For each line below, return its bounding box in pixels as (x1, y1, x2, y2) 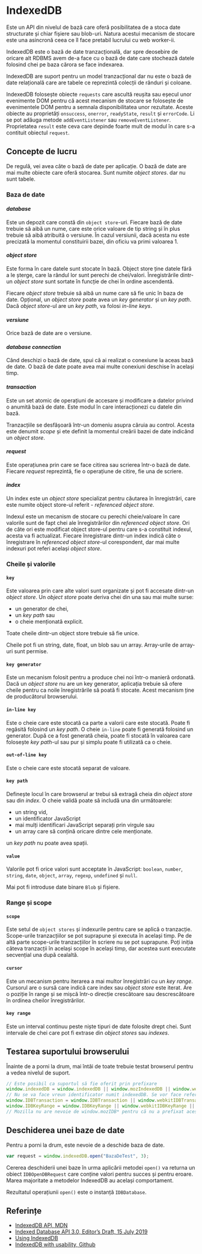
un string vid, (14, 809, 48, 816)
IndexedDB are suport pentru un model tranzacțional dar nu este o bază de (6, 72, 192, 80)
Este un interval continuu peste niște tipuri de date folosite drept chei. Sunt (6, 1023, 191, 1030)
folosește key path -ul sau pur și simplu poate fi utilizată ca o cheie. (6, 738, 173, 745)
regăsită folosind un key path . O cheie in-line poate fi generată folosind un (6, 726, 194, 733)
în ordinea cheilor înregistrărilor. (6, 997, 85, 1004)
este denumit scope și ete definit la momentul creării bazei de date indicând (6, 427, 194, 434)
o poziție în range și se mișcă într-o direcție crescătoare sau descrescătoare (6, 990, 195, 997)
